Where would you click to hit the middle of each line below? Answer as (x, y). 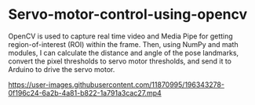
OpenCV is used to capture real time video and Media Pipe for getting (120, 36)
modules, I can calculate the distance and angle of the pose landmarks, (124, 52)
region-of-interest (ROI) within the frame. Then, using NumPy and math (123, 44)
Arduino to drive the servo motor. (62, 69)
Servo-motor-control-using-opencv (128, 14)
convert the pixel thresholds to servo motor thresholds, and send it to (120, 61)
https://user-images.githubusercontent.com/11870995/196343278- (117, 85)
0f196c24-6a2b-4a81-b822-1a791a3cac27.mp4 (85, 92)
